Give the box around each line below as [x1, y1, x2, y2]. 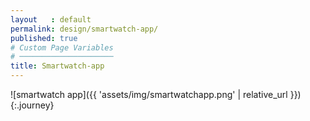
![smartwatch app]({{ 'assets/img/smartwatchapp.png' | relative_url [10, 89, 288, 100]
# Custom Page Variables [10, 42, 114, 53]
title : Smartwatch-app [10, 61, 105, 71]
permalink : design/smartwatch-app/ [10, 24, 159, 34]
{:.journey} [10, 99, 55, 111]
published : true [10, 33, 78, 43]
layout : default [10, 14, 92, 25]
